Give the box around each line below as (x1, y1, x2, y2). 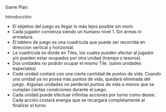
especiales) (12, 65, 36, 71)
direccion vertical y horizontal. (12, 45, 74, 50)
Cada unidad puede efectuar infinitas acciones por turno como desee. (12, 92, 156, 98)
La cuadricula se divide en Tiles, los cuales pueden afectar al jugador (12, 50, 154, 56)
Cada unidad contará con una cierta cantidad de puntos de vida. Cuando (12, 71, 161, 76)
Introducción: (5, 14, 32, 19)
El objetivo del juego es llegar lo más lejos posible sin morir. (12, 23, 134, 29)
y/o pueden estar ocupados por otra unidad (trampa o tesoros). (12, 55, 142, 61)
